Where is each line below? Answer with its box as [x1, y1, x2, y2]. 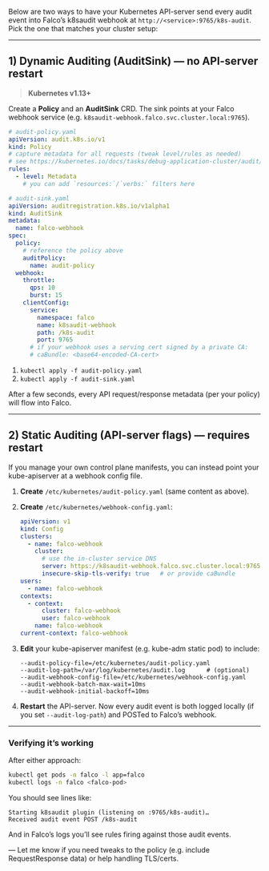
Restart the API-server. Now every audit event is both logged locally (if [19, 701, 255, 711]
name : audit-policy [29, 261, 94, 269]
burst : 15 [29, 292, 62, 300]
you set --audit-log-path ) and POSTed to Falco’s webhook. [19, 709, 218, 720]
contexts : [19, 592, 54, 600]
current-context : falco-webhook [19, 629, 128, 637]
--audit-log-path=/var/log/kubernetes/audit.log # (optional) [19, 666, 250, 674]
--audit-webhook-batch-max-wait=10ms [19, 680, 147, 688]
